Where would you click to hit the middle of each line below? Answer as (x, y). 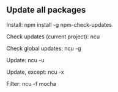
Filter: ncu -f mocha (31, 83)
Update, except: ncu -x (35, 72)
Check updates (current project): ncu (53, 37)
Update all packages (46, 10)
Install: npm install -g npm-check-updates (59, 24)
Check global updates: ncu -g (44, 48)
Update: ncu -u (25, 60)
